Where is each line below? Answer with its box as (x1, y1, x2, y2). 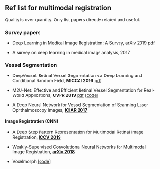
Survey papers (5, 29, 41, 36)
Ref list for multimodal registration (5, 4, 111, 12)
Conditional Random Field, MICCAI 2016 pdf (12, 78, 101, 84)
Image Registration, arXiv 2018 (12, 149, 75, 155)
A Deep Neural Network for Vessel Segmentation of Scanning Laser (12, 102, 149, 108)
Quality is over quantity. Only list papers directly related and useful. (5, 17, 140, 22)
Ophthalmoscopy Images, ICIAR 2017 (12, 107, 88, 113)
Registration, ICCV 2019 (12, 134, 61, 140)
